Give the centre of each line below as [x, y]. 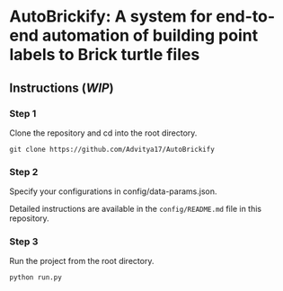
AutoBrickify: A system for [111, 17]
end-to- [245, 17]
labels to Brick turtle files [105, 55]
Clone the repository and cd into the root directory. [103, 133]
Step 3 [24, 242]
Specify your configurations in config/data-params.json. [113, 191]
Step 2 [24, 172]
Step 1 [23, 113]
